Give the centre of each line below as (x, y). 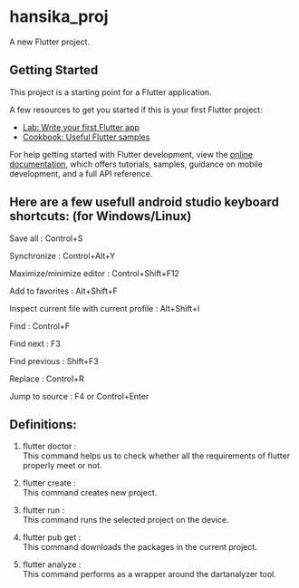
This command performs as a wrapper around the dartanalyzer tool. (149, 574)
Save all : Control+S (46, 238)
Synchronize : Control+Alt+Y (63, 255)
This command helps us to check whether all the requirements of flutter (156, 456)
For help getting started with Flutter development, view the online (131, 154)
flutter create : (49, 483)
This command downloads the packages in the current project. (140, 547)
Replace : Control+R (47, 379)
